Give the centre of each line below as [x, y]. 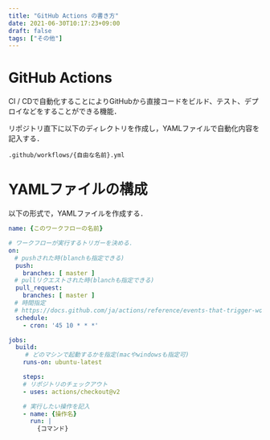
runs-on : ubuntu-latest [63, 363]
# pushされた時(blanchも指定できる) [69, 258]
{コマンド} [53, 429]
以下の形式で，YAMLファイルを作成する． [78, 213]
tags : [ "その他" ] [35, 38]
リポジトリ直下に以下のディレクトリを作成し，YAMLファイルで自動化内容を [134, 129]
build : [27, 347]
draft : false [30, 31]
